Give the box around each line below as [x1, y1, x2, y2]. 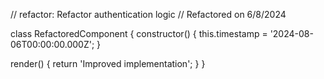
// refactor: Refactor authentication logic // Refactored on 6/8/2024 [10, 9, 287, 20]
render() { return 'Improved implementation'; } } [10, 58, 206, 69]
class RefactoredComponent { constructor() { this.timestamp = [10, 28, 268, 39]
